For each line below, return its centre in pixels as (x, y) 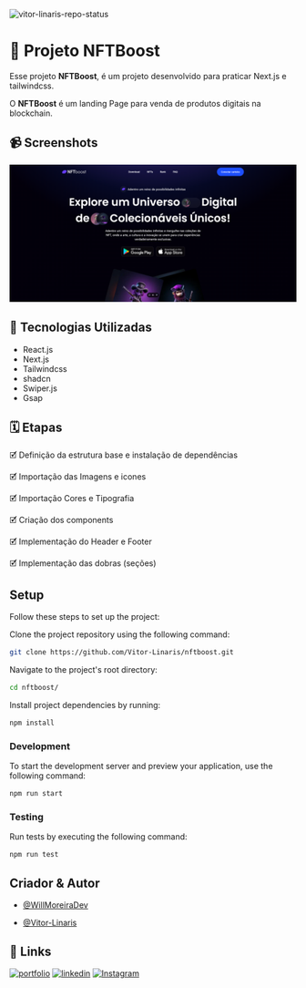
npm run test (34, 855)
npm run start (36, 794)
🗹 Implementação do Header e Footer (81, 541)
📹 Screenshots (54, 143)
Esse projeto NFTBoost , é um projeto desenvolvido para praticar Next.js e (148, 76)
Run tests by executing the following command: (99, 837)
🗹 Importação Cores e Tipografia (72, 498)
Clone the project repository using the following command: (120, 634)
